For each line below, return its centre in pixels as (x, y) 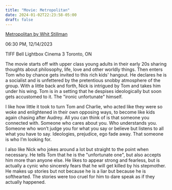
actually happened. (26, 182)
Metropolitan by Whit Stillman (36, 34)
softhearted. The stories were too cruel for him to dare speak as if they (80, 177)
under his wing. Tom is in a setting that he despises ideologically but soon (83, 91)
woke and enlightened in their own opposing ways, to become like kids (80, 112)
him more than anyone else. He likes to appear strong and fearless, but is (83, 160)
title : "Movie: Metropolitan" (38, 10)
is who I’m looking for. (28, 140)
